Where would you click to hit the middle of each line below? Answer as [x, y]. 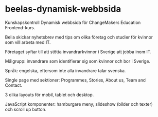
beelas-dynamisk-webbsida [63, 9]
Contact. [14, 85]
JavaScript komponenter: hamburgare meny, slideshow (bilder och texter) [79, 104]
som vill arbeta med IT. [28, 42]
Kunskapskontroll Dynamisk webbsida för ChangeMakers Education [73, 22]
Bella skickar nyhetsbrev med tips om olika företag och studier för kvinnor [79, 37]
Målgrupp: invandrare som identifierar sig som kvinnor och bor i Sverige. [78, 61]
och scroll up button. [26, 109]
